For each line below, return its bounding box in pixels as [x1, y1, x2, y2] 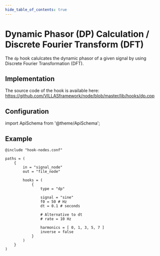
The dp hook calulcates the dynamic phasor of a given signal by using [5, 55, 147, 61]
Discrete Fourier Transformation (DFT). [5, 60, 84, 66]
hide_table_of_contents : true [5, 7, 67, 12]
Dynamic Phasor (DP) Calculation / [5, 28, 150, 39]
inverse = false [40, 229, 74, 234]
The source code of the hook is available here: [5, 88, 99, 94]
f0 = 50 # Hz [40, 199, 67, 204]
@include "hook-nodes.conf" [5, 148, 63, 153]
